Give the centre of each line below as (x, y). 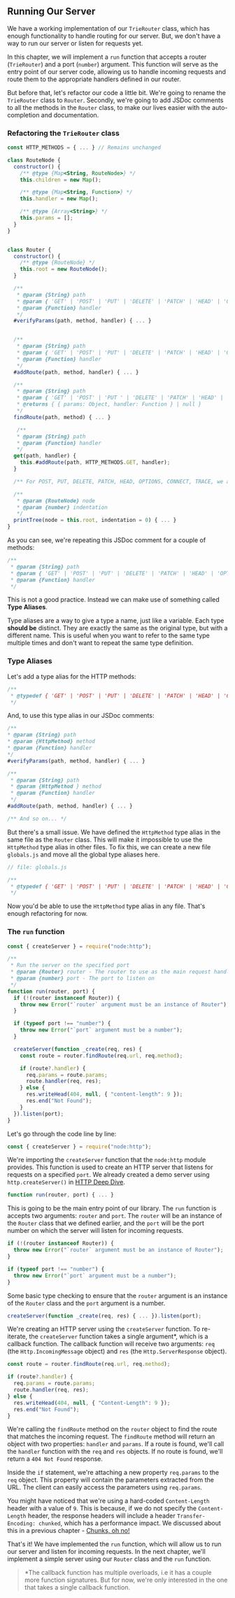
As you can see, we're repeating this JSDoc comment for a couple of (107, 540)
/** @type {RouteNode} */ (58, 263)
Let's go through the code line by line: (62, 1133)
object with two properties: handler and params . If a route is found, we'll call (116, 1444)
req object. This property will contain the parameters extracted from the (111, 1480)
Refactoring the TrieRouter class (64, 133)
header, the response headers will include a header (102, 1516)
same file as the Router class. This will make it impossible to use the (105, 840)
